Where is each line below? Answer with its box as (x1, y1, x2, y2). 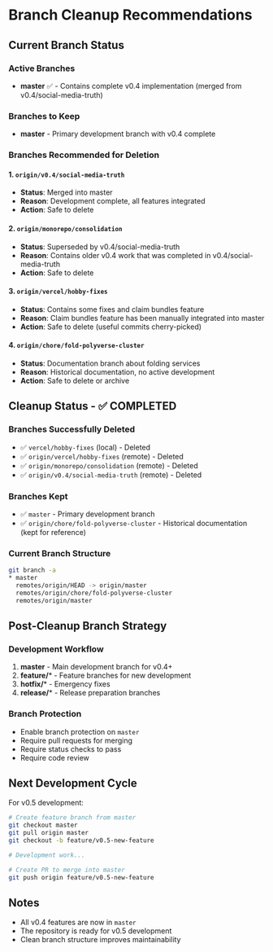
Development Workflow (8, 643, 104, 655)
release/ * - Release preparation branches (19, 688, 161, 698)
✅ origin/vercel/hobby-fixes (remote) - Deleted (19, 451, 184, 461)
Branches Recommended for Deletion (8, 149, 160, 160)
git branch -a (8, 566, 57, 575)
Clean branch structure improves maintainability (19, 935, 181, 945)
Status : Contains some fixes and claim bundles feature (19, 304, 205, 314)
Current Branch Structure (8, 547, 111, 559)
